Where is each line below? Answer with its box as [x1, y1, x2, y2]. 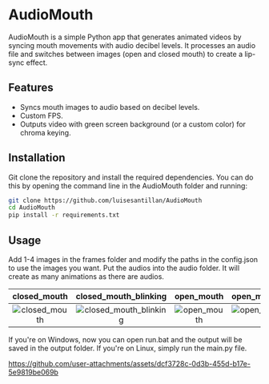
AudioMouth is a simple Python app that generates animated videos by [8, 32, 242, 42]
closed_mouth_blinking [75, 291, 167, 301]
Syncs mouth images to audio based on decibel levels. [19, 102, 200, 111]
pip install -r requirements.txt [8, 211, 120, 220]
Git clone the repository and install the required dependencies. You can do [8, 172, 254, 182]
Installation [8, 151, 66, 165]
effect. [26, 58, 48, 67]
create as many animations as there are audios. [8, 272, 164, 281]
